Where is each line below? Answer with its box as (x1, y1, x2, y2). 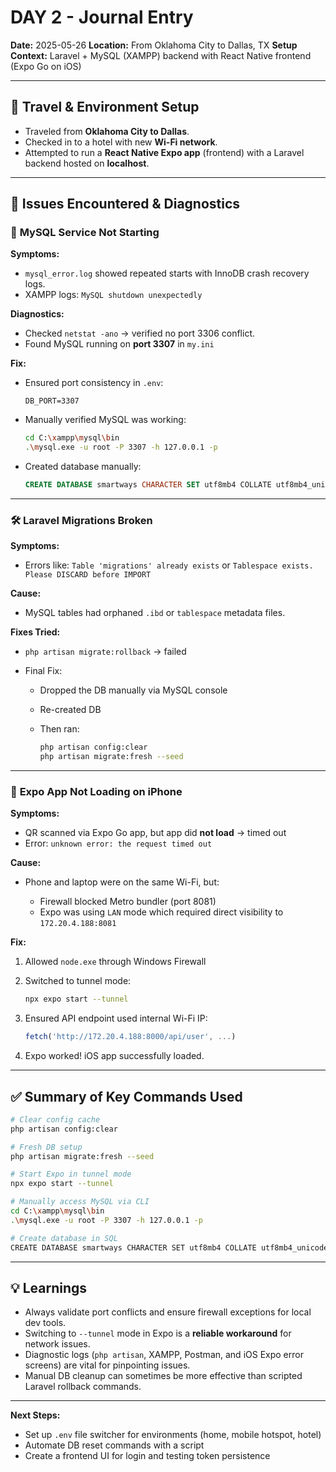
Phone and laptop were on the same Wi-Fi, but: (24, 876, 220, 888)
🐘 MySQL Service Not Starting (10, 226, 160, 240)
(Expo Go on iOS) (10, 60, 82, 72)
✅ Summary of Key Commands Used (10, 1088, 243, 1105)
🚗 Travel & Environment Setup (10, 99, 200, 116)
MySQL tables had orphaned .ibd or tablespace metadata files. (24, 607, 286, 619)
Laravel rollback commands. (24, 1381, 142, 1393)
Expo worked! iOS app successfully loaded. (24, 1050, 205, 1062)
